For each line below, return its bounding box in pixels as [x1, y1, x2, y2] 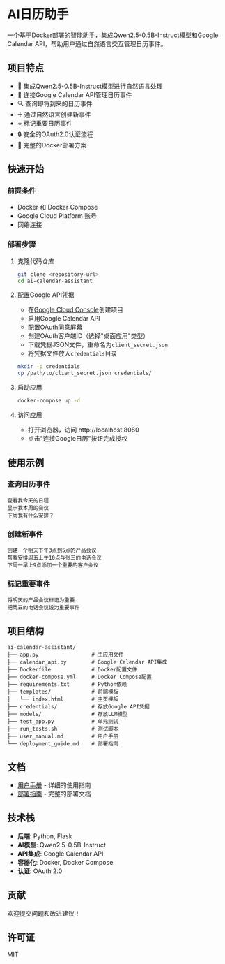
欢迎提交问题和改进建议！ [7, 909, 81, 917]
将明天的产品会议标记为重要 [7, 597, 75, 604]
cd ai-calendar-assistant [17, 277, 93, 284]
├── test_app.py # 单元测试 [7, 718, 119, 725]
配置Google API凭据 [17, 291, 75, 299]
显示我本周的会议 [7, 504, 49, 511]
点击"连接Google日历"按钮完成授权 [27, 434, 128, 443]
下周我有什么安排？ [7, 511, 54, 519]
